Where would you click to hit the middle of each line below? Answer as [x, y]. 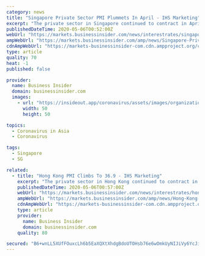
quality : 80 [32, 233]
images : [22, 97]
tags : [13, 148]
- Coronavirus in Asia [41, 131]
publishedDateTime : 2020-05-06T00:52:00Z [60, 29]
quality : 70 [21, 58]
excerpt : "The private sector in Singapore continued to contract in [97, 23]
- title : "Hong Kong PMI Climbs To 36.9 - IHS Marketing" [87, 176]
